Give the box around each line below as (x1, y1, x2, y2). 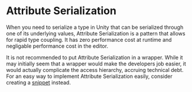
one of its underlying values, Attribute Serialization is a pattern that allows (6, 29, 186, 37)
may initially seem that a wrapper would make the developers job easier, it (6, 60, 186, 67)
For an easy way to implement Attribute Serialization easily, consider (6, 73, 173, 80)
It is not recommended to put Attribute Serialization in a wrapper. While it (6, 54, 183, 61)
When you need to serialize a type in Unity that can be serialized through (6, 24, 184, 31)
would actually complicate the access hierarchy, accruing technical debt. (6, 66, 184, 73)
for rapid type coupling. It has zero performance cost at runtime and (6, 36, 173, 43)
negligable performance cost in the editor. (6, 42, 108, 50)
